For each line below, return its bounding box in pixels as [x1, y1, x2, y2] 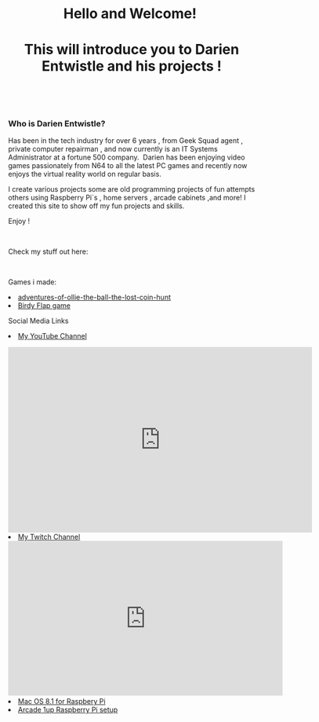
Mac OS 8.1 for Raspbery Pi [18, 697, 106, 706]
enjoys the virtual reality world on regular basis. [8, 170, 162, 179]
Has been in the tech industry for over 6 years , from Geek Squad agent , [8, 136, 244, 145]
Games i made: [8, 277, 57, 287]
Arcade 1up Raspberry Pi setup [18, 705, 118, 715]
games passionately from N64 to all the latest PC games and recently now [8, 161, 248, 170]
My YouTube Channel [18, 332, 88, 341]
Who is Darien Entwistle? [8, 119, 106, 130]
